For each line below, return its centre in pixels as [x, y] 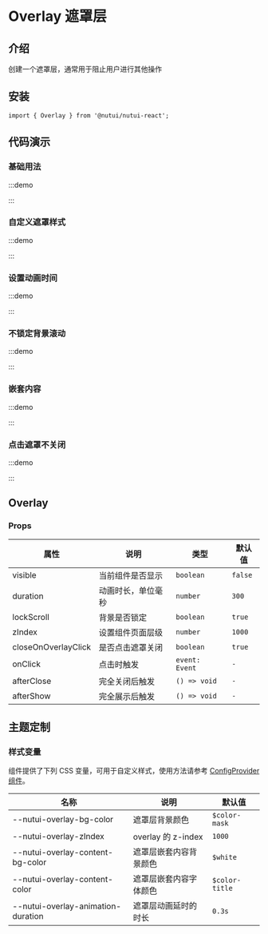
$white [225, 857]
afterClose [32, 681]
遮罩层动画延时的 [165, 906]
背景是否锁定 [123, 618]
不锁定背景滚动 [37, 334]
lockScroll [31, 617]
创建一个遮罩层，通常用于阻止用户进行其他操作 [85, 69]
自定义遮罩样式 [37, 222]
